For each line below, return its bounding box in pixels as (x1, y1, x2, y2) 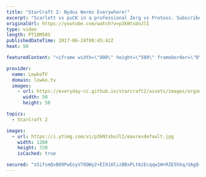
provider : (6, 65, 32, 71)
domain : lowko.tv (12, 77, 56, 83)
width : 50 (22, 94, 48, 100)
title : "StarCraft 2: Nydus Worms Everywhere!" (6, 9, 131, 15)
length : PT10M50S (6, 32, 51, 38)
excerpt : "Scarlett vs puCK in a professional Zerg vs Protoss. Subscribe (6, 15, 202, 21)
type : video (6, 26, 37, 33)
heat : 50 (6, 44, 29, 50)
